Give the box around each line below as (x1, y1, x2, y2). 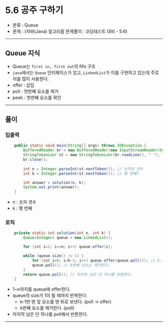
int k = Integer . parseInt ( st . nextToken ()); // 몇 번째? (23, 171, 139, 176)
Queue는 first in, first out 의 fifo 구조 (12, 63, 96, 69)
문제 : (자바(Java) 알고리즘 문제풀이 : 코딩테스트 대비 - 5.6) (12, 28, 127, 34)
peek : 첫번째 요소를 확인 (12, 94, 61, 100)
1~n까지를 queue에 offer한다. (12, 286, 71, 292)
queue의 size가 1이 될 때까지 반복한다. (12, 292, 87, 298)
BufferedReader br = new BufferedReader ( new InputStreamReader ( (23, 148, 160, 153)
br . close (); (23, 157, 48, 162)
